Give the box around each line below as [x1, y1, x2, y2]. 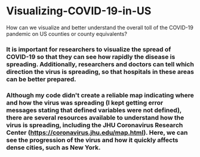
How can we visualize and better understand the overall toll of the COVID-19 [6, 24, 194, 31]
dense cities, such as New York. [6, 143, 101, 152]
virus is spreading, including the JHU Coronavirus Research [6, 121, 183, 129]
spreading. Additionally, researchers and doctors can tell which [6, 60, 194, 68]
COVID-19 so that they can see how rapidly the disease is [6, 53, 176, 61]
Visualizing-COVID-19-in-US [6, 4, 152, 18]
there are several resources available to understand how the [6, 113, 184, 122]
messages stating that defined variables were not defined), [6, 106, 182, 114]
